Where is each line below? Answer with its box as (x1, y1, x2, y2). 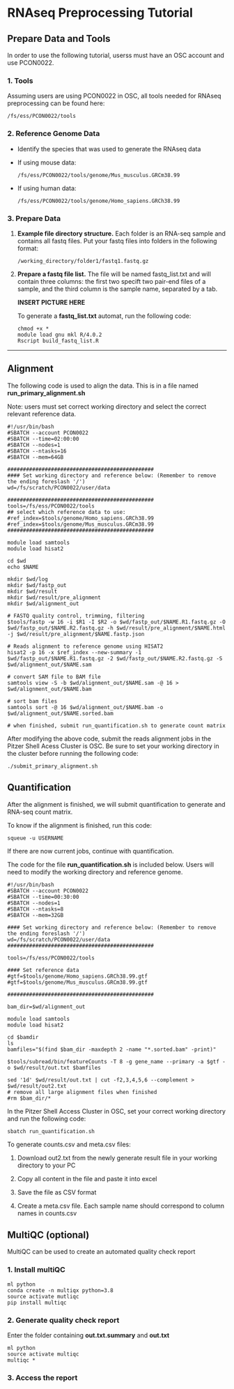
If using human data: (17, 183, 77, 192)
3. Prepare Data (7, 213, 61, 223)
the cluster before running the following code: (7, 749, 139, 757)
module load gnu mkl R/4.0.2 (17, 331, 102, 338)
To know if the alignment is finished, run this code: (7, 821, 152, 829)
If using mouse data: (17, 158, 77, 167)
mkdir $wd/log (7, 575, 49, 583)
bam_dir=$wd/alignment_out (7, 1003, 86, 1010)
